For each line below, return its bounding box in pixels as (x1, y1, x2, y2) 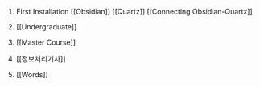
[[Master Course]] (15, 37, 76, 47)
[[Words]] (15, 70, 48, 79)
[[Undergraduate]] (15, 22, 77, 31)
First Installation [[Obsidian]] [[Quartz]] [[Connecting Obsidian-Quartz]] (15, 7, 254, 16)
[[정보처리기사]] (15, 54, 66, 63)
